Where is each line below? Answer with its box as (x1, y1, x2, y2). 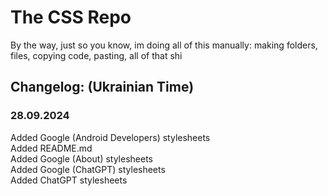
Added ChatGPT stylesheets (10, 174, 128, 186)
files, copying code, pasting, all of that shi (10, 49, 183, 61)
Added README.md (10, 142, 93, 154)
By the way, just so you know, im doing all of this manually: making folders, (10, 39, 318, 51)
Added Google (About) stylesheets (10, 152, 153, 165)
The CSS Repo (10, 6, 132, 29)
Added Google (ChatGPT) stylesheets (10, 163, 166, 175)
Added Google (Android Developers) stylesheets (10, 131, 211, 143)
